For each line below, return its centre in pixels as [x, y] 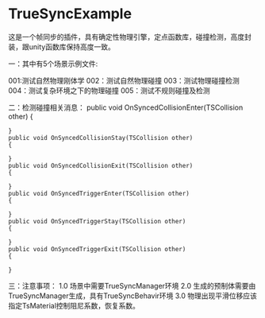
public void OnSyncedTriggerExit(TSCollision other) [97, 249]
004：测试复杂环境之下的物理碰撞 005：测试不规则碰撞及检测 [109, 90]
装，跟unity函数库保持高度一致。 [61, 47]
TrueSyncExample [70, 14]
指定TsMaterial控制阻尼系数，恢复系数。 [74, 305]
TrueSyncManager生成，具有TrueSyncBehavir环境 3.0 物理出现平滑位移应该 [133, 296]
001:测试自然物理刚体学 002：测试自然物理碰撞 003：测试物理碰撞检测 [124, 80]
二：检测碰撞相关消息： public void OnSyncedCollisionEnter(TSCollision [126, 107]
